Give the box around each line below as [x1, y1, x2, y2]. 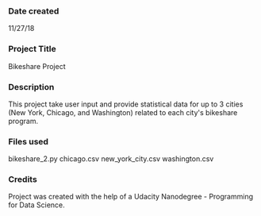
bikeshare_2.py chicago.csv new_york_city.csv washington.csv [8, 154, 214, 164]
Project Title [8, 44, 57, 55]
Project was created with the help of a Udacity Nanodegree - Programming [8, 192, 254, 202]
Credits [8, 174, 37, 185]
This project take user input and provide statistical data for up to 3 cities [8, 99, 244, 109]
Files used [8, 136, 49, 147]
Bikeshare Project [8, 61, 66, 71]
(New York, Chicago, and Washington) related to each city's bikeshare [8, 107, 238, 117]
